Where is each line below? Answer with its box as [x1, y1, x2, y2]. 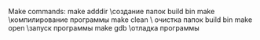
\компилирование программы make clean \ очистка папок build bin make [8, 15, 253, 24]
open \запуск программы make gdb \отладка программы [8, 24, 200, 32]
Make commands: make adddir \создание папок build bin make [8, 7, 215, 16]
